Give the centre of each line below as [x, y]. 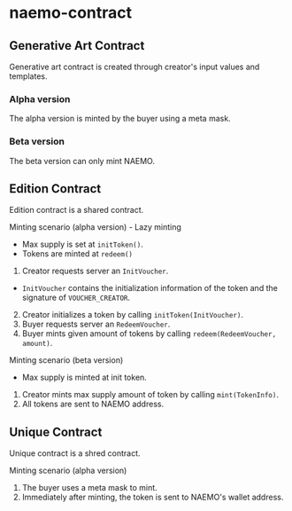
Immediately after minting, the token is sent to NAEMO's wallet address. [153, 497]
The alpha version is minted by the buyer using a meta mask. [120, 119]
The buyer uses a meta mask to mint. [89, 488]
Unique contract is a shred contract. [75, 453]
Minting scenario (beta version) [66, 360]
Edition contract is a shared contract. [77, 210]
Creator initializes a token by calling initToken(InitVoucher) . [132, 315]
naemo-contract [71, 13]
